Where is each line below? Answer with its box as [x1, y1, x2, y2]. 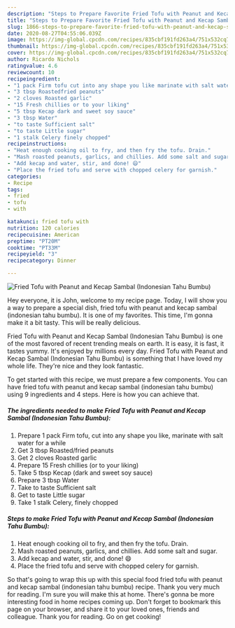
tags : [7, 186, 23, 193]
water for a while [17, 438, 66, 447]
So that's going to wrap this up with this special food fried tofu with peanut [7, 575, 222, 583]
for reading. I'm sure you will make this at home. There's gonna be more [7, 589, 215, 599]
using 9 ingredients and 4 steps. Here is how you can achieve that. [7, 390, 199, 398]
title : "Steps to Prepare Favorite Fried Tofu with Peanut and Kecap [7, 17, 215, 24]
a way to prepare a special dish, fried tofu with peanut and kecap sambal [7, 304, 218, 312]
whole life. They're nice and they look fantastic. [7, 362, 144, 370]
